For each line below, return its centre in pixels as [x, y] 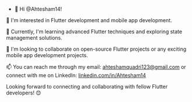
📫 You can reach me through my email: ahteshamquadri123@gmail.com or [96, 67]
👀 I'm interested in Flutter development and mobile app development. [89, 20]
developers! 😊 [24, 93]
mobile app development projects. [47, 55]
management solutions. [34, 38]
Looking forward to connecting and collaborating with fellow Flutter [87, 87]
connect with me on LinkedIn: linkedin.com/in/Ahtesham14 [76, 75]
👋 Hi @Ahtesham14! [38, 9]
